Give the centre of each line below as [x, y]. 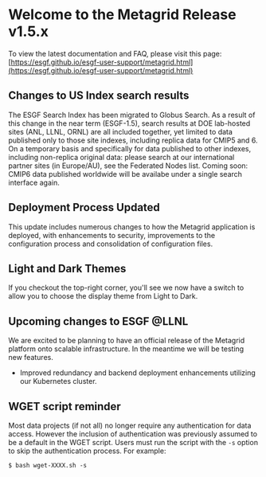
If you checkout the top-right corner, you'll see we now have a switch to [126, 287]
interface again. [34, 182]
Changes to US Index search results [99, 96]
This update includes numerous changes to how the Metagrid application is [132, 227]
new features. [31, 358]
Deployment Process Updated [84, 207]
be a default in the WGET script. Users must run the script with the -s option [133, 442]
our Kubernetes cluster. [58, 381]
